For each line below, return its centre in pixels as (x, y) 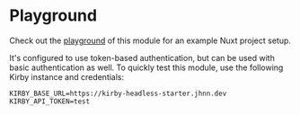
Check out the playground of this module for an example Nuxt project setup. (150, 40)
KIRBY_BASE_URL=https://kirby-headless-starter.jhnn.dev (118, 93)
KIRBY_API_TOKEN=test (50, 101)
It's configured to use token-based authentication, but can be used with (142, 57)
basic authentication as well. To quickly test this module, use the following (146, 67)
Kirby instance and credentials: (67, 76)
